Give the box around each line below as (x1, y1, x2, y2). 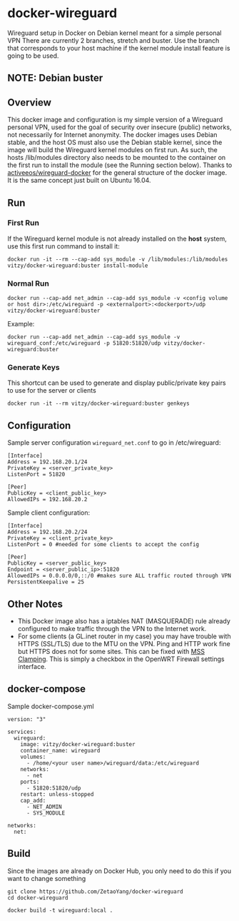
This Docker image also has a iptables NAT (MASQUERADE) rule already (17, 617, 230, 625)
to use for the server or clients (7, 386, 96, 395)
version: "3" (7, 715, 46, 723)
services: (7, 728, 37, 735)
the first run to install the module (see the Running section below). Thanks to (7, 161, 233, 169)
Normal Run (7, 278, 50, 288)
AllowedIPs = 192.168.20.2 (7, 496, 88, 503)
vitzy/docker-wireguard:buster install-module (7, 262, 148, 269)
